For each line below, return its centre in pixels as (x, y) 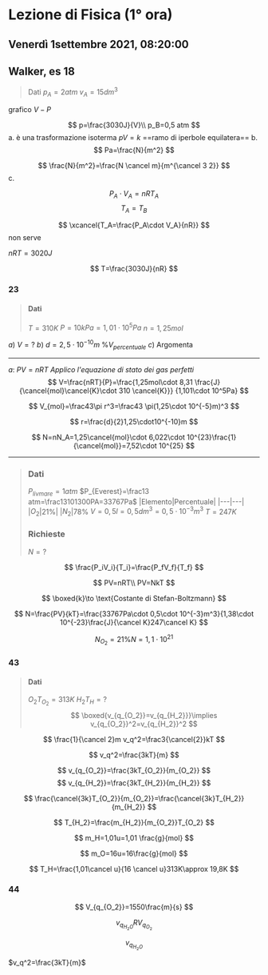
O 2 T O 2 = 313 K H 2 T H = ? (67, 701)
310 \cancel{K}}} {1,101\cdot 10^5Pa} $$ (184, 391)
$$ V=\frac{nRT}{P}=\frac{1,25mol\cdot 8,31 (120, 382)
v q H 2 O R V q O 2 (134, 925)
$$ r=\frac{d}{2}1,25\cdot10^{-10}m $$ (134, 421)
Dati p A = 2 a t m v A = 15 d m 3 (73, 92)
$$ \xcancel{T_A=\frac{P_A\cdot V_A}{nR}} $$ (134, 225)
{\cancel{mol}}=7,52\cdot (115, 445)
